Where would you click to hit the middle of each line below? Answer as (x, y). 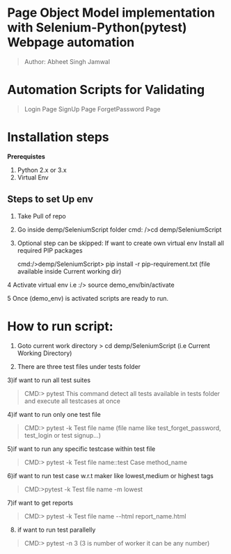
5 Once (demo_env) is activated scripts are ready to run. (88, 298)
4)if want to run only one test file (54, 414)
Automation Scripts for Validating (106, 90)
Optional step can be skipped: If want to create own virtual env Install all (121, 243)
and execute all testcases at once (72, 401)
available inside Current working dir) (69, 271)
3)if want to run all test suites (49, 380)
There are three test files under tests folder (79, 366)
